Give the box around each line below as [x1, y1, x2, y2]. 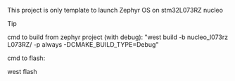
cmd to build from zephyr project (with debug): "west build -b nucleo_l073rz [7, 33, 229, 41]
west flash [7, 68, 37, 75]
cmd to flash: [7, 54, 46, 62]
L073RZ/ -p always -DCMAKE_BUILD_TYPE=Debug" [7, 40, 159, 48]
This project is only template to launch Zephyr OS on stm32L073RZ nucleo [7, 6, 224, 14]
